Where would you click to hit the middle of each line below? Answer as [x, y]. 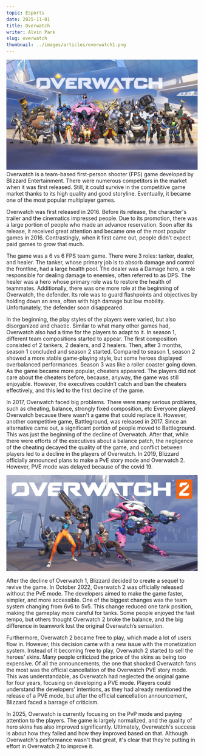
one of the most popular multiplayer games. [61, 200]
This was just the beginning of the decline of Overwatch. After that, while [98, 435]
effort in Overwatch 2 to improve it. [50, 746]
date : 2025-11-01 [28, 19]
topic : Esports [25, 13]
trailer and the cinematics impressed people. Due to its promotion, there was [102, 218]
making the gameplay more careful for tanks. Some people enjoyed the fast [101, 613]
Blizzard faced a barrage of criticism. [53, 703]
